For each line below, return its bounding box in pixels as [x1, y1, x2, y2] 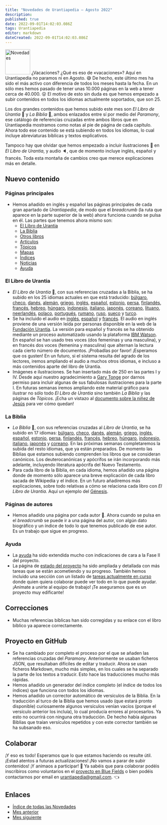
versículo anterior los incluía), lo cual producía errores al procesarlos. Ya [12, 709, 161, 715]
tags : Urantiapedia [5, 26, 46, 31]
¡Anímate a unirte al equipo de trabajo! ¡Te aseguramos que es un [12, 584, 147, 590]
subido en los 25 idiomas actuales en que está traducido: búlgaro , [12, 294, 148, 300]
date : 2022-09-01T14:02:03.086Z [5, 21, 72, 27]
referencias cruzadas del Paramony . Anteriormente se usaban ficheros [12, 655, 159, 661]
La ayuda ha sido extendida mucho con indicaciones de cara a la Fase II [12, 552, 161, 558]
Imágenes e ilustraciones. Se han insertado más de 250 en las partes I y [12, 368, 161, 374]
